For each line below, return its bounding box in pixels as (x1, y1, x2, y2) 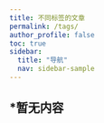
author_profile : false (9, 30, 95, 39)
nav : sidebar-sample (17, 65, 95, 74)
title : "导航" (17, 56, 68, 65)
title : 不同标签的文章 (9, 13, 86, 23)
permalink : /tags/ (9, 22, 79, 31)
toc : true (9, 38, 47, 48)
